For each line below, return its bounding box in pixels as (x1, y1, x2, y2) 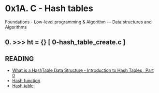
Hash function (12, 78, 41, 84)
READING (5, 54, 34, 63)
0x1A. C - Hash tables (5, 3, 93, 14)
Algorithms (5, 24, 27, 30)
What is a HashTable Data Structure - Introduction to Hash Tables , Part (12, 67, 154, 73)
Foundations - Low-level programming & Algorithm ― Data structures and (5, 19, 152, 25)
